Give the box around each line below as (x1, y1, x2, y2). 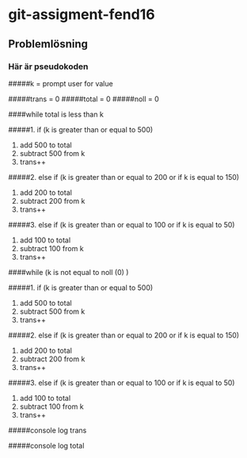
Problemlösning (8, 37, 89, 51)
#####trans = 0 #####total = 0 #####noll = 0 (8, 94, 160, 104)
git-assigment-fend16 (8, 6, 156, 24)
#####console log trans (8, 426, 87, 435)
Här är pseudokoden (8, 61, 89, 72)
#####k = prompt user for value (8, 78, 113, 88)
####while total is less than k (8, 109, 104, 119)
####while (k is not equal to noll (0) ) (8, 267, 129, 277)
